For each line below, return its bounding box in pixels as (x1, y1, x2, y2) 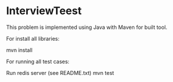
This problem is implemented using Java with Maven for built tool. (6, 24, 168, 31)
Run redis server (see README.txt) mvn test (6, 69, 114, 76)
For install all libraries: (6, 35, 60, 42)
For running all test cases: (6, 58, 70, 65)
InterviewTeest (6, 4, 82, 18)
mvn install (6, 46, 33, 54)
